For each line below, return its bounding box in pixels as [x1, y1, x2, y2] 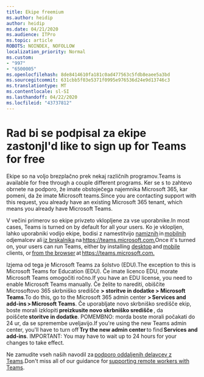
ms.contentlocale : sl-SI [6, 89, 69, 95]
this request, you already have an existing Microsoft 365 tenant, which [6, 198, 183, 205]
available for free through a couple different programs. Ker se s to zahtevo [6, 178, 192, 186]
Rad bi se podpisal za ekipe [6, 126, 147, 140]
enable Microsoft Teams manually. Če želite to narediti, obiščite [6, 280, 166, 288]
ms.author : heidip [6, 15, 53, 21]
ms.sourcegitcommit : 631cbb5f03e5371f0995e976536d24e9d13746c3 [6, 77, 171, 83]
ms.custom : [6, 54, 34, 60]
